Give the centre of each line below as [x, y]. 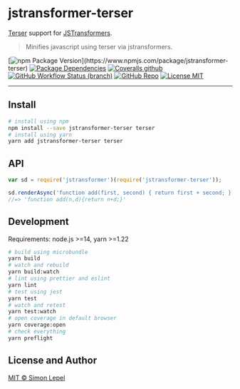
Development [39, 222]
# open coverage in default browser [62, 318]
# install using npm [39, 121]
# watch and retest [37, 305]
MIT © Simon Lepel [37, 378]
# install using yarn [40, 135]
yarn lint [23, 285]
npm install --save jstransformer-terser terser [82, 128]
